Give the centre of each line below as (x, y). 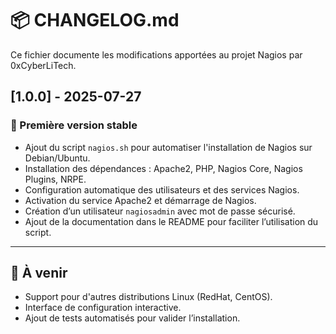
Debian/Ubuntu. (57, 158)
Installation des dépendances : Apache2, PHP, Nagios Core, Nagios (163, 168)
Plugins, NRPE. (55, 179)
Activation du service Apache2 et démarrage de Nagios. (140, 200)
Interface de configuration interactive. (103, 308)
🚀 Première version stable (74, 125)
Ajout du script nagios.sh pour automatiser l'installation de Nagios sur (168, 147)
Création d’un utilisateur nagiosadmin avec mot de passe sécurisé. (160, 211)
